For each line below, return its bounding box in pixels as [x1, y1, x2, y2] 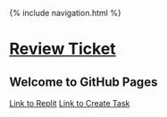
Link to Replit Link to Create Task [9, 98, 130, 108]
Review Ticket [9, 39, 116, 59]
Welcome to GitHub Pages [9, 74, 158, 89]
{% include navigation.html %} [9, 8, 122, 18]
